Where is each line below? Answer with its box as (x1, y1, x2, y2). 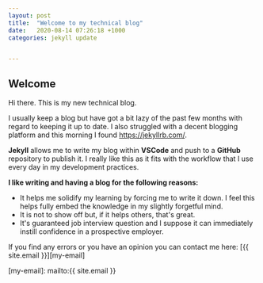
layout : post (8, 11, 51, 20)
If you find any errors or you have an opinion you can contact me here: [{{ (8, 243, 250, 252)
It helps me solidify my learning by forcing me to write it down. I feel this (19, 193, 255, 203)
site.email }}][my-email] (8, 250, 86, 260)
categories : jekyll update (8, 33, 97, 42)
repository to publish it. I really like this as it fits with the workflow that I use (8, 154, 253, 163)
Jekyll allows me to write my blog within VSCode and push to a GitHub (8, 146, 242, 155)
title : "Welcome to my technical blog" (8, 19, 144, 27)
